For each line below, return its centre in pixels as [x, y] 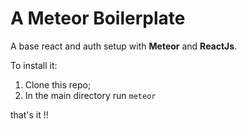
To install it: [34, 65]
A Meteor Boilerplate [98, 18]
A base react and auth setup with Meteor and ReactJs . [124, 46]
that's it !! [29, 114]
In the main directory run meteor [90, 95]
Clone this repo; [58, 84]
